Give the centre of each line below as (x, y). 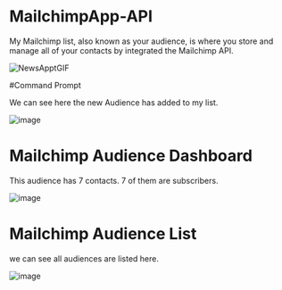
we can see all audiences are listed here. (84, 258)
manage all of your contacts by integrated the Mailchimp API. (121, 50)
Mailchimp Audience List (103, 234)
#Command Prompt (46, 85)
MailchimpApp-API (81, 17)
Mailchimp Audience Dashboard (131, 156)
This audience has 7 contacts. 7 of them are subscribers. (114, 180)
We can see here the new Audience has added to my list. (114, 102)
